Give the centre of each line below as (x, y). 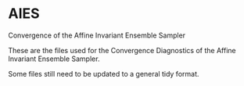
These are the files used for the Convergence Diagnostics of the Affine (122, 50)
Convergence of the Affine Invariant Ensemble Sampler (97, 35)
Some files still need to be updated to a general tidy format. (104, 73)
